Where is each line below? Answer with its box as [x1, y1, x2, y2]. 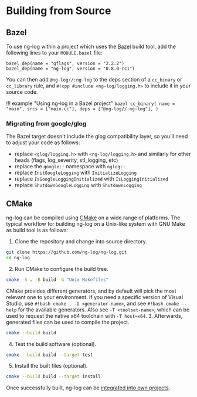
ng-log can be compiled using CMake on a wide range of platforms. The [6, 214, 181, 221]
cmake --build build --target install [6, 374, 101, 379]
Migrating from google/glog [6, 119, 87, 127]
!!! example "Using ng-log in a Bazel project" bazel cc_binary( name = [6, 100, 175, 107]
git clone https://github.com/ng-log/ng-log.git [6, 249, 127, 256]
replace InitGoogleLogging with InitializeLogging [14, 169, 137, 177]
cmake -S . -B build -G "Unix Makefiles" [6, 277, 109, 283]
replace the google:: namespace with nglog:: [14, 163, 126, 170]
